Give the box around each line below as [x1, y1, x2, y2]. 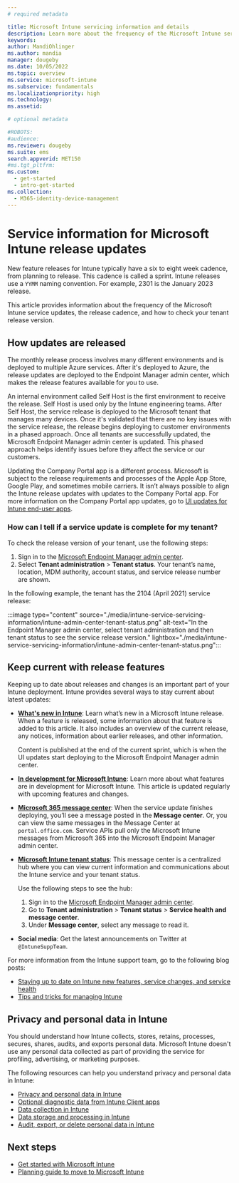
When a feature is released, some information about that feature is [17, 717, 213, 725]
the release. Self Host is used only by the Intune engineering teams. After [7, 400, 222, 409]
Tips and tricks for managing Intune [17, 993, 122, 1001]
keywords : [7, 36, 37, 43]
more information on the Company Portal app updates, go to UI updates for [7, 497, 228, 506]
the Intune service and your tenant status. [17, 871, 141, 879]
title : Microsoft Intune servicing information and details [7, 23, 190, 31]
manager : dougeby [7, 56, 59, 64]
